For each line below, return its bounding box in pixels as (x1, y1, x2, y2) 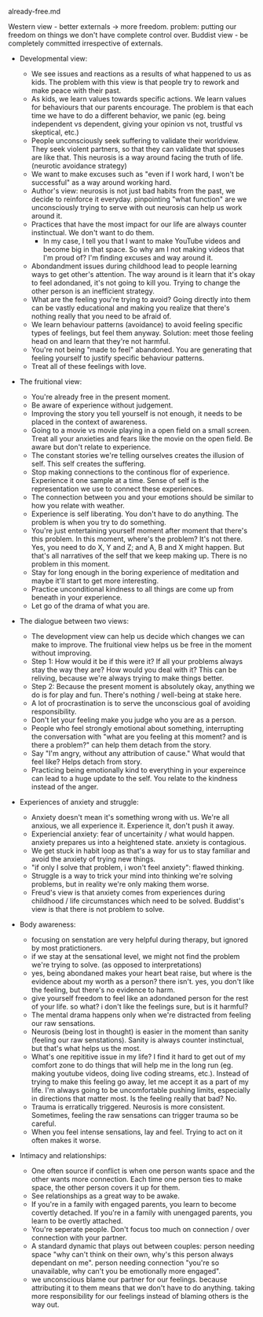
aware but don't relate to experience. (31, 442, 152, 452)
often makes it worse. (31, 1136, 101, 1145)
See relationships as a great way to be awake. (31, 1191, 181, 1201)
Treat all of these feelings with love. (31, 362, 147, 371)
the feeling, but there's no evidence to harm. (31, 985, 175, 994)
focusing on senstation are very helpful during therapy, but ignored (31, 935, 249, 944)
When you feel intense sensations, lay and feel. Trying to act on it (31, 1127, 243, 1136)
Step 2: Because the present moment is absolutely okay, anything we (31, 682, 255, 691)
